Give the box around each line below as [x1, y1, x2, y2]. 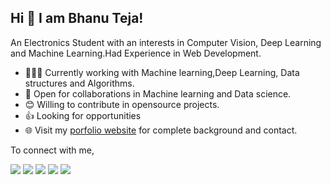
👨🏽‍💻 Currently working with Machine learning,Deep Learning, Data [24, 66, 300, 78]
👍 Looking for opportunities [24, 109, 142, 121]
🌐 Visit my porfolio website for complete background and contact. [24, 124, 298, 136]
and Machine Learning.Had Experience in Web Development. [10, 47, 262, 59]
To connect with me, [10, 144, 95, 156]
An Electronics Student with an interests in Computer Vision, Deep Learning [10, 36, 322, 48]
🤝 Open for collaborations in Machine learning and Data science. [24, 87, 292, 100]
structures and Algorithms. [24, 77, 135, 89]
